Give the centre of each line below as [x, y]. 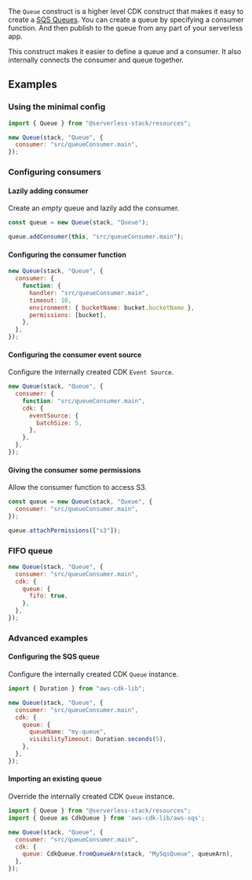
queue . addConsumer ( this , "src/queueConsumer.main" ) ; [96, 237]
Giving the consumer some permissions [75, 469]
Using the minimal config [57, 107]
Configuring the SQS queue [54, 657]
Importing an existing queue [55, 779]
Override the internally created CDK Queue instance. [91, 797]
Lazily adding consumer [48, 191]
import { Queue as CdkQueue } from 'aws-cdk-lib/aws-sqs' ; [107, 818]
